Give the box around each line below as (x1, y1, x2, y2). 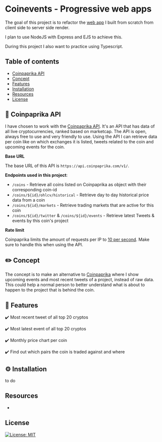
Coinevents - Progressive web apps (5, 3, 152, 15)
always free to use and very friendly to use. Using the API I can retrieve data (5, 134, 158, 139)
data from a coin (12, 197, 45, 203)
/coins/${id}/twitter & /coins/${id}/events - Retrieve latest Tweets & (12, 212, 155, 218)
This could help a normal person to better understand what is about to (5, 282, 145, 288)
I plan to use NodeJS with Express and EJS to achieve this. (5, 34, 123, 40)
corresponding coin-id (12, 187, 57, 192)
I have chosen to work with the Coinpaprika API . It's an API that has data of (5, 123, 155, 129)
